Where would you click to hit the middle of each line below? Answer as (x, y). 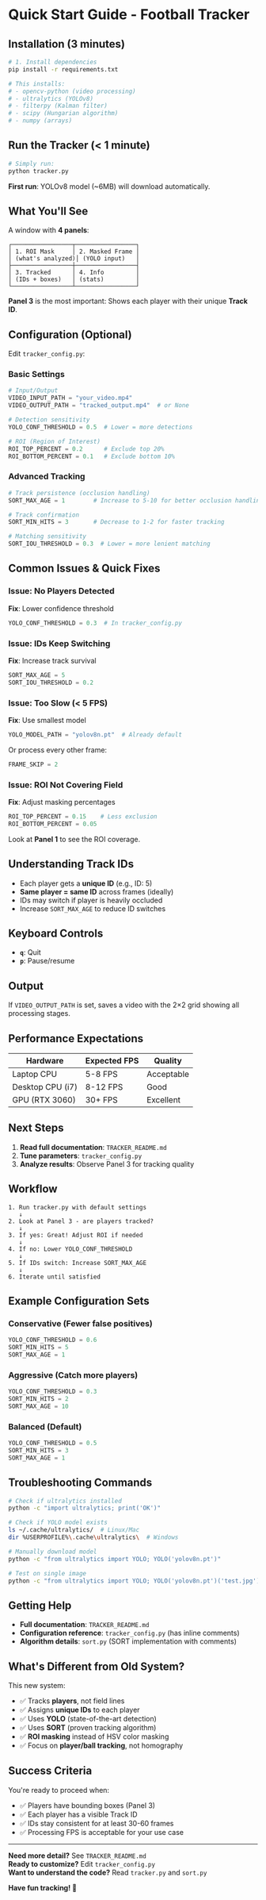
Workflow (33, 1189)
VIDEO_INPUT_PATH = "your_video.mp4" (70, 398)
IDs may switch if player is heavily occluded (91, 900)
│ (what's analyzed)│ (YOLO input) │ (74, 259)
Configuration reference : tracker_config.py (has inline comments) (129, 1633)
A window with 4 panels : (49, 230)
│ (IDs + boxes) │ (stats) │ (74, 279)
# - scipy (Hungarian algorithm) (63, 113)
